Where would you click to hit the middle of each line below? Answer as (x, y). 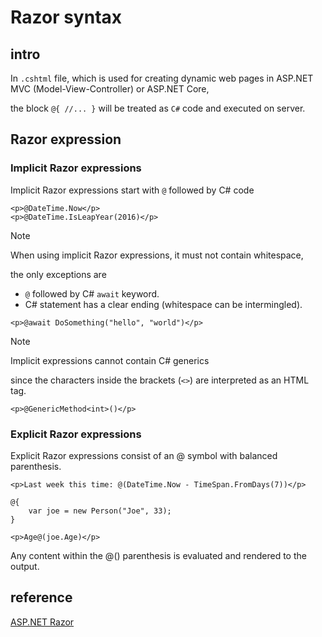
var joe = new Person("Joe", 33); (100, 511)
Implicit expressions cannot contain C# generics (110, 360)
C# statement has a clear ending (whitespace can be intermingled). (163, 304)
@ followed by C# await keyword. (92, 293)
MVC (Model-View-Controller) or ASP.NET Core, (110, 89)
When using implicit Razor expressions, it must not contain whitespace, (157, 255)
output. (25, 566)
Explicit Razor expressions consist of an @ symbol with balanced (144, 455)
